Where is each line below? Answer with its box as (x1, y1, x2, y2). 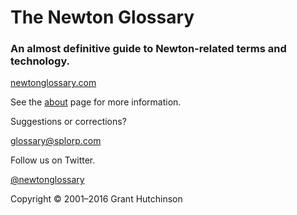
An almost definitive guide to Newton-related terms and (10, 42, 287, 56)
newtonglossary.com (10, 77, 97, 89)
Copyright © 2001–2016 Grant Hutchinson (10, 193, 183, 205)
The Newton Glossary (10, 6, 195, 29)
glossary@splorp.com (10, 135, 102, 147)
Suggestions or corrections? (10, 116, 127, 128)
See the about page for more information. (10, 96, 182, 108)
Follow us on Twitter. (10, 154, 96, 166)
